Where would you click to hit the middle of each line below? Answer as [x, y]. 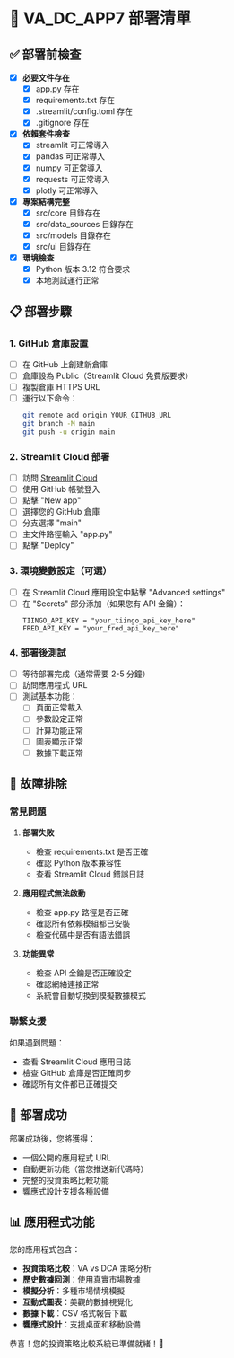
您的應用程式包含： [45, 1249]
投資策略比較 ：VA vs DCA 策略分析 [87, 1268]
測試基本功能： [50, 696]
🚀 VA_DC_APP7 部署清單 [100, 18]
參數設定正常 [59, 719]
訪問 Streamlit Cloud [60, 478]
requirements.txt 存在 [75, 101]
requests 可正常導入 [73, 179]
